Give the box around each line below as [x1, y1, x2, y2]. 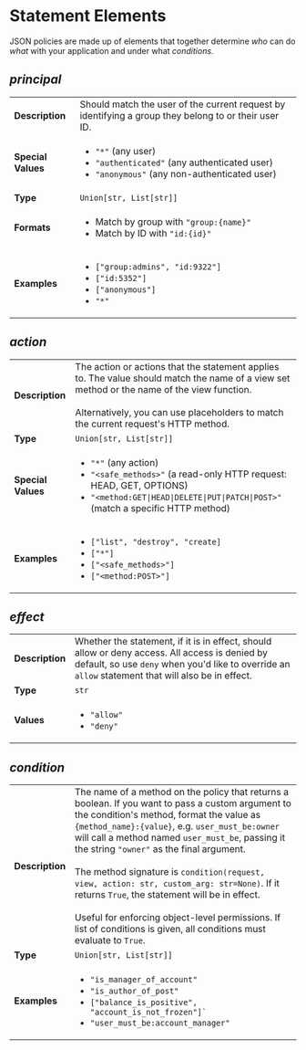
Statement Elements [9, 5, 167, 26]
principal [9, 72, 62, 88]
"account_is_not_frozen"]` [89, 1007, 208, 1018]
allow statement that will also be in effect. [74, 669, 252, 682]
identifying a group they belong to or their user [79, 109, 280, 121]
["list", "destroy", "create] [90, 536, 221, 547]
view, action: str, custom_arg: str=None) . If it [74, 877, 280, 890]
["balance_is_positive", [89, 997, 198, 1008]
